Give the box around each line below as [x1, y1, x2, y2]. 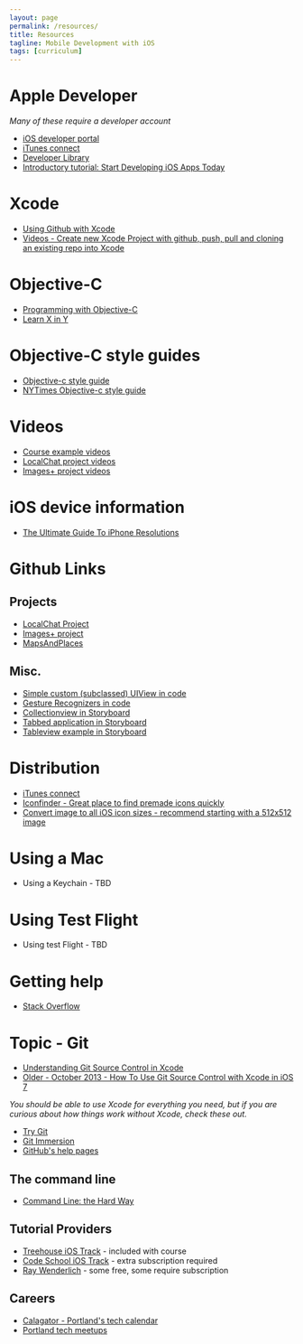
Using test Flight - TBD [22, 939, 108, 950]
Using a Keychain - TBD [22, 878, 112, 889]
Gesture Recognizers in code [22, 697, 131, 708]
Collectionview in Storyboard [22, 706, 131, 718]
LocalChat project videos [22, 455, 116, 466]
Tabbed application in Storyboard [22, 716, 147, 727]
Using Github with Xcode [22, 223, 115, 234]
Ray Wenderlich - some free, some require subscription [22, 1265, 229, 1275]
